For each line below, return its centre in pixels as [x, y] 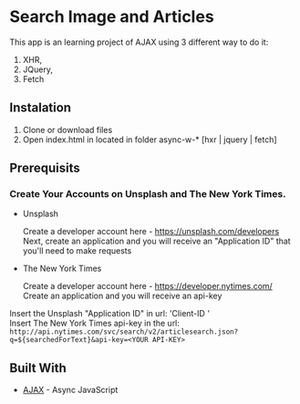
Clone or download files [67, 129]
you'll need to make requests [77, 251]
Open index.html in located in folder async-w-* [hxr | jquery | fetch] [150, 140]
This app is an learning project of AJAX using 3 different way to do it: [139, 42]
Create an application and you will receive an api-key [122, 296]
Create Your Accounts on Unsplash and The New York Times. [148, 194]
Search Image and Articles [112, 17]
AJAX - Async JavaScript [70, 390]
